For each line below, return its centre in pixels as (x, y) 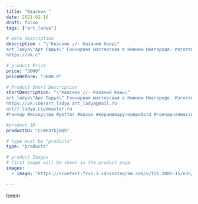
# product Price (26, 65)
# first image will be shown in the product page (68, 163)
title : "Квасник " (29, 11)
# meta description (30, 39)
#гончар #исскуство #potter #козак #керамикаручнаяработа (79, 114)
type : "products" (27, 147)
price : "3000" (24, 71)
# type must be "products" (39, 141)
